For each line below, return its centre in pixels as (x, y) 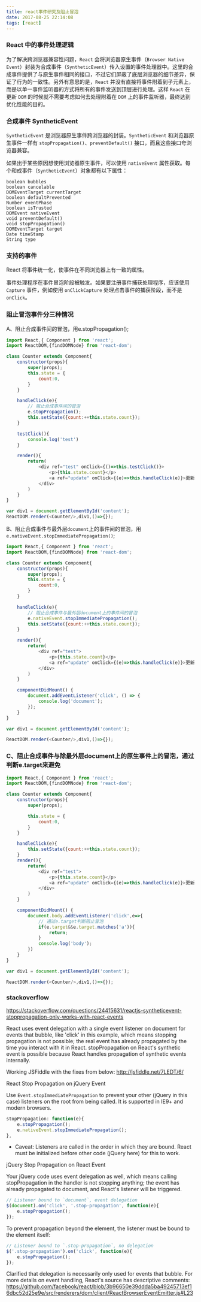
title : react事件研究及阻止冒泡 (42, 12)
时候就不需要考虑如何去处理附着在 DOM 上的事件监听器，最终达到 (112, 96)
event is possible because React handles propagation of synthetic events (96, 1054)
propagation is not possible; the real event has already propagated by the (97, 1041)
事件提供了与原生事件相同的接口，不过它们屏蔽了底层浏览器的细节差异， (100, 74)
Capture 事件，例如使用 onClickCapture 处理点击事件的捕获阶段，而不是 (94, 290)
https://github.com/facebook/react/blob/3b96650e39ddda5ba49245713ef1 (99, 1286)
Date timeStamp (25, 234)
